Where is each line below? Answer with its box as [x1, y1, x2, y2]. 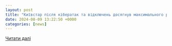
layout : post [5, 7, 33, 13]
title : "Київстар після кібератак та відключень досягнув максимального [5, 12, 164, 17]
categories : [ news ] [5, 21, 47, 27]
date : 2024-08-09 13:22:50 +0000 [5, 17, 77, 22]
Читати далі [5, 35, 31, 41]
